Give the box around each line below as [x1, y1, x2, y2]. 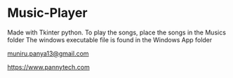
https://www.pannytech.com [7, 63, 90, 71]
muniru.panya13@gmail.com [7, 49, 89, 58]
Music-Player [7, 5, 88, 21]
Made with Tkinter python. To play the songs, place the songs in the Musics [7, 28, 227, 37]
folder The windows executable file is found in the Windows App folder [7, 35, 213, 44]
